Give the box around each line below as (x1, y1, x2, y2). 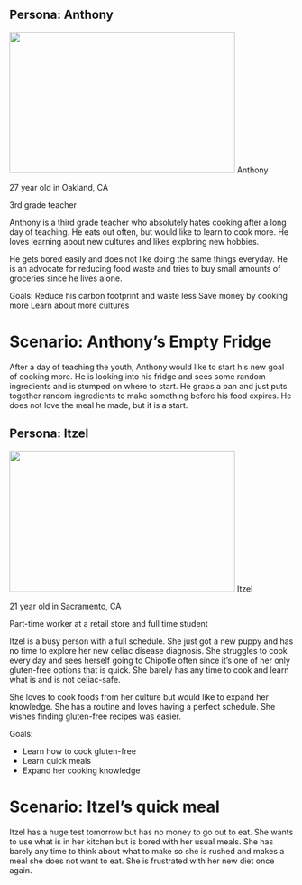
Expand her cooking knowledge (22, 765, 141, 776)
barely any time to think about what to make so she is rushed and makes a (9, 845, 285, 856)
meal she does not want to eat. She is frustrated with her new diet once (9, 855, 275, 866)
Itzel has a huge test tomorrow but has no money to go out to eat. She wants (9, 826, 294, 837)
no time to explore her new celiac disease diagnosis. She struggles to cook (9, 645, 288, 656)
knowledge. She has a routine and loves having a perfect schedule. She (9, 701, 276, 712)
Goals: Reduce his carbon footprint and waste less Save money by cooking (9, 290, 288, 301)
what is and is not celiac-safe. (9, 674, 121, 685)
